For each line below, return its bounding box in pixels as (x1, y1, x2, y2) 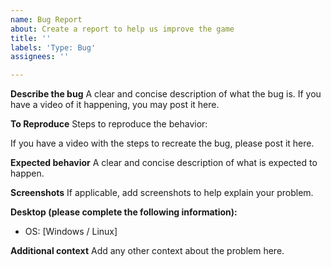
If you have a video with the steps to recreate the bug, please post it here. (10, 137, 315, 150)
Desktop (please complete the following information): (10, 206, 238, 218)
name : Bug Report (10, 14, 83, 25)
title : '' (10, 33, 52, 43)
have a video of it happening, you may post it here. (10, 99, 220, 111)
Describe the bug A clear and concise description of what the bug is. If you (10, 88, 322, 100)
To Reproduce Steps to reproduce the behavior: (10, 118, 208, 130)
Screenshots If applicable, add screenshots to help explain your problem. (10, 187, 314, 199)
